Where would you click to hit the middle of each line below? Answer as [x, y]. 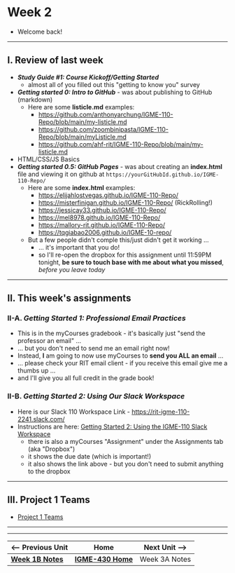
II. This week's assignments [69, 298]
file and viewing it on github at [61, 174]
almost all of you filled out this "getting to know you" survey [114, 84]
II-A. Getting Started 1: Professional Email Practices [97, 318]
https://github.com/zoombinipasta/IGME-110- [104, 129]
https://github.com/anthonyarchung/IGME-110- [106, 114]
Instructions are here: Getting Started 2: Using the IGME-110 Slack [112, 426]
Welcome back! [40, 32]
